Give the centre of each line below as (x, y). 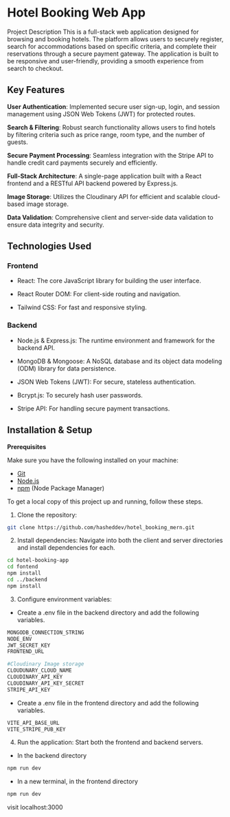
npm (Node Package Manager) (61, 488)
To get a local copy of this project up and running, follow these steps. (105, 501)
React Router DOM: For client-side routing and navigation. (99, 294)
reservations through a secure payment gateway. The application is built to (113, 54)
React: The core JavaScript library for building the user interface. (109, 281)
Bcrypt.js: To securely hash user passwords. (80, 395)
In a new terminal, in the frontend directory (78, 782)
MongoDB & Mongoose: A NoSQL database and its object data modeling (119, 361)
